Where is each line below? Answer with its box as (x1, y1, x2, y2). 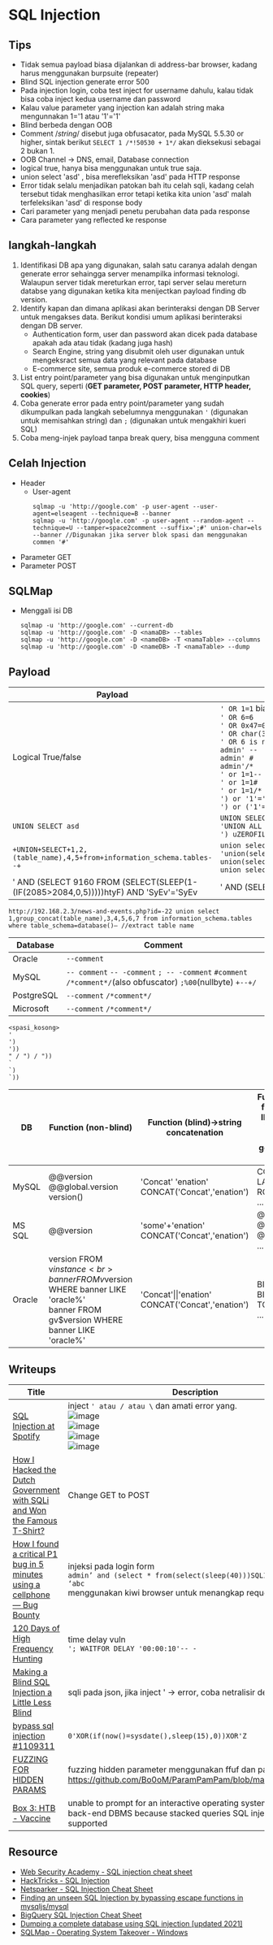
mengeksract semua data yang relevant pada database (32, 355, 217, 365)
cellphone (12, 1589, 50, 1600)
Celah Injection (8, 457, 87, 471)
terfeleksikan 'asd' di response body (19, 198, 143, 207)
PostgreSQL (12, 990, 58, 1001)
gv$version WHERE (48, 1314, 123, 1326)
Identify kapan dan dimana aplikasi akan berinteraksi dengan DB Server (19, 303, 260, 313)
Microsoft (12, 1003, 50, 1014)
